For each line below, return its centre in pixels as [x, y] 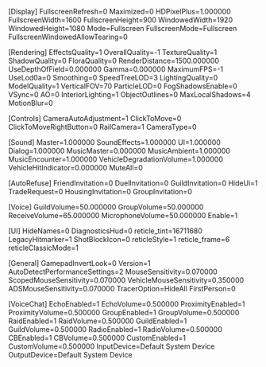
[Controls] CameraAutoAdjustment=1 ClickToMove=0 [95, 118]
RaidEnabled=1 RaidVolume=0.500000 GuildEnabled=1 [98, 321]
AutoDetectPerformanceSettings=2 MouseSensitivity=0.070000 [113, 271]
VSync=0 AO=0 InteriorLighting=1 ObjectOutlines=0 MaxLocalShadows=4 [130, 94]
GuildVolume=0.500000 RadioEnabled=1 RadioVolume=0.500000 [115, 329]
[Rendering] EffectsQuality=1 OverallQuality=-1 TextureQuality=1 [113, 52]
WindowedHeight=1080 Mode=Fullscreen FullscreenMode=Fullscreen [123, 28]
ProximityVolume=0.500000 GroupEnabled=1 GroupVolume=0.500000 [124, 312]
